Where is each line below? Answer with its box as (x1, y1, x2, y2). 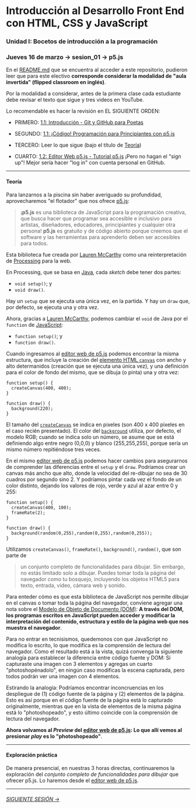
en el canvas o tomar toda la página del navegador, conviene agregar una (6, 599, 183, 606)
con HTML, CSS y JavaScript (6, 16, 148, 30)
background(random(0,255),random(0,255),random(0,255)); (11, 530, 153, 536)
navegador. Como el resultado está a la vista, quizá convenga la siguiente (6, 648, 183, 655)
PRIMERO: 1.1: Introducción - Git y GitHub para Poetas (14, 119, 144, 126)
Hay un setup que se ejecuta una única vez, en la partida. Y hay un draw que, (6, 297, 190, 305)
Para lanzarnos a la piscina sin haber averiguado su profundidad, (6, 191, 162, 198)
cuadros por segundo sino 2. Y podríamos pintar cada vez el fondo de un (6, 475, 182, 483)
